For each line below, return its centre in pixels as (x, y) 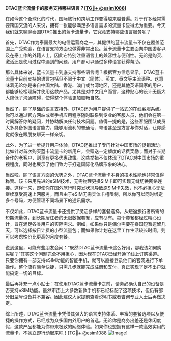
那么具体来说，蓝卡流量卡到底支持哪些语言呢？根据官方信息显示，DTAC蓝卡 (85, 72)
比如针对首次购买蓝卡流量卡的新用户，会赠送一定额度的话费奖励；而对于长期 (85, 151)
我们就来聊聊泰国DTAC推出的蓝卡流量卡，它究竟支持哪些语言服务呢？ (78, 32)
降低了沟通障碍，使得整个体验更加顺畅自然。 (56, 98)
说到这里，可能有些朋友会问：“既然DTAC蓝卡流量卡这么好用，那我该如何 (81, 247)
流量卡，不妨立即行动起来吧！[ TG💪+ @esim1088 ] (67, 333)
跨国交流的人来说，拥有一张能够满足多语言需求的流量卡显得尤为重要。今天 (88, 25)
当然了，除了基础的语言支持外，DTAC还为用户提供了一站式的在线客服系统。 (85, 109)
